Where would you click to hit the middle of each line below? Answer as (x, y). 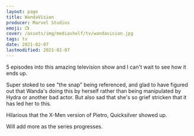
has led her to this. (29, 103)
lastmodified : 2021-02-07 (38, 50)
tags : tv (17, 39)
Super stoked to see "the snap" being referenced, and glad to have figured (97, 85)
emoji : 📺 (18, 28)
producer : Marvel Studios (38, 22)
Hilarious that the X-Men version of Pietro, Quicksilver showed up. (87, 115)
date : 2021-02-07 (28, 45)
